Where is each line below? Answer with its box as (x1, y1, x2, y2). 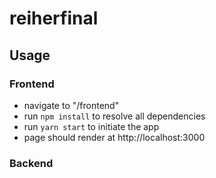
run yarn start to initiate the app (23, 120, 160, 132)
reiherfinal (9, 7, 99, 30)
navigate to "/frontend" (23, 99, 120, 111)
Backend (9, 156, 54, 170)
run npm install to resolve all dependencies (23, 110, 206, 122)
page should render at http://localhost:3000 (23, 131, 206, 143)
